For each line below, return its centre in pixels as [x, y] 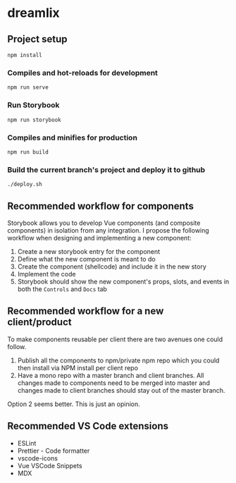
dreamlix [33, 13]
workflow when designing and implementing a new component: [99, 238]
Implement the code [46, 274]
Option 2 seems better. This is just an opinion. [74, 404]
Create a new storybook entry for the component [89, 251]
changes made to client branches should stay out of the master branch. [121, 390]
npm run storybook [34, 120]
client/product [39, 322]
